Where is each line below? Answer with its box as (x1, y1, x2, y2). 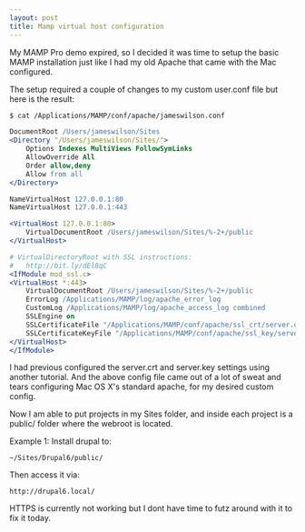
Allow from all (25, 169, 84, 178)
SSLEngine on (25, 312, 75, 321)
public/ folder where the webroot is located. (9, 418, 173, 429)
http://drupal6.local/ (9, 487, 95, 497)
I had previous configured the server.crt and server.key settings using (9, 362, 271, 373)
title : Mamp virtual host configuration (9, 22, 165, 31)
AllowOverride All (25, 153, 95, 162)
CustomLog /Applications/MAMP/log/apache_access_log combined (25, 304, 266, 313)
